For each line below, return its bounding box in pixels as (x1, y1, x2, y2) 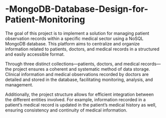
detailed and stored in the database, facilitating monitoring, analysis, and (5, 77, 153, 82)
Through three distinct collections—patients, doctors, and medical (5, 61, 140, 67)
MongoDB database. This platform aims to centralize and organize (5, 40, 140, 46)
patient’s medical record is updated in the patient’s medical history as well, (5, 102, 157, 108)
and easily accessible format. (5, 51, 65, 57)
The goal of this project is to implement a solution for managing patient (5, 30, 150, 36)
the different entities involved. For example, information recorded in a (5, 96, 146, 102)
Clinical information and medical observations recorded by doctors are (5, 71, 149, 77)
